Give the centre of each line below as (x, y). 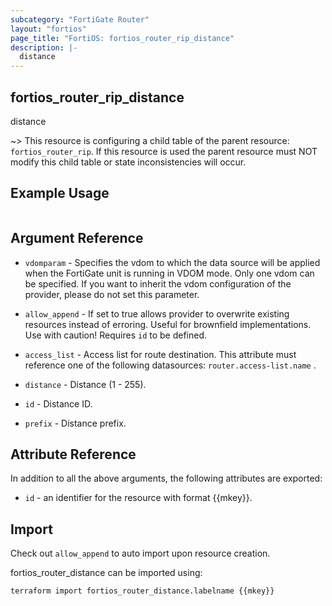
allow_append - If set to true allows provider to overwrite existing (157, 313)
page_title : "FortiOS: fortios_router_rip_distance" (122, 38)
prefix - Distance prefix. (75, 423)
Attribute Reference (73, 454)
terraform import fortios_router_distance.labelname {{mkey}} (142, 591)
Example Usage (60, 193)
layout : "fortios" (48, 29)
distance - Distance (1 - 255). (85, 384)
